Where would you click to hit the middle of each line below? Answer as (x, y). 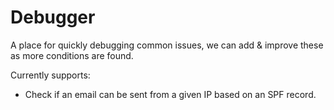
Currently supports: (50, 75)
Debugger (53, 17)
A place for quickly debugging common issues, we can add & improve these (167, 45)
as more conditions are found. (72, 55)
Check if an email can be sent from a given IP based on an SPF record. (170, 94)
